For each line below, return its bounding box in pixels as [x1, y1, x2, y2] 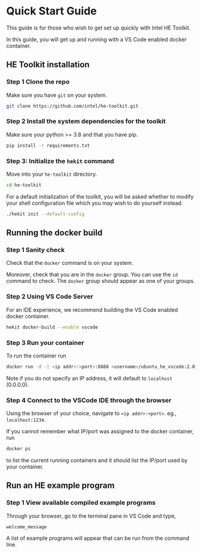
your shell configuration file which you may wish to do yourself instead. [6, 199, 184, 206]
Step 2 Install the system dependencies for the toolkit [6, 117, 166, 126]
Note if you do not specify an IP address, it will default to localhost [6, 374, 173, 382]
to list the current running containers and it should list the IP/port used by [6, 456, 188, 464]
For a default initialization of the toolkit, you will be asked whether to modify [6, 193, 194, 200]
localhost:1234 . [6, 416, 46, 424]
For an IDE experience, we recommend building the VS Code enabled [6, 306, 178, 314]
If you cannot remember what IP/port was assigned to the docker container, [6, 428, 194, 435]
